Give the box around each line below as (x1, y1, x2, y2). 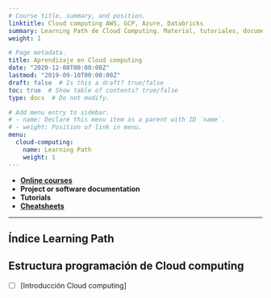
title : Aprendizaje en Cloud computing (8, 56, 143, 64)
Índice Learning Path (8, 231, 115, 246)
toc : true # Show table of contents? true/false (8, 86, 179, 94)
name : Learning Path (23, 146, 92, 154)
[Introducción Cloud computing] (19, 280, 127, 290)
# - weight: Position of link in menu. (8, 123, 143, 131)
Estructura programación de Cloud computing (8, 259, 244, 273)
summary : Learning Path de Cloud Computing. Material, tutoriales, (8, 27, 240, 35)
